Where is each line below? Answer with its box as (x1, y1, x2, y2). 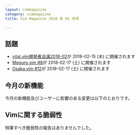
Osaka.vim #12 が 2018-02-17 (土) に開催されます (12, 66, 110, 72)
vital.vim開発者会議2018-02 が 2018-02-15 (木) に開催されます (12, 54, 136, 59)
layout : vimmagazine (5, 7, 47, 12)
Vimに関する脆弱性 (5, 111, 62, 119)
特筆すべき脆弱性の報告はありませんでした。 (5, 125, 94, 131)
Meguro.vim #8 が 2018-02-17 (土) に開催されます (12, 59, 111, 66)
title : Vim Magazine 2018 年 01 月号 (5, 16, 79, 21)
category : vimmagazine (5, 12, 51, 17)
